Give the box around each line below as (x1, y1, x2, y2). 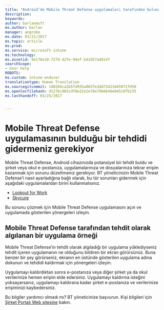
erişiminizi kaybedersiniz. (5, 285, 56, 291)
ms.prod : (5, 43, 23, 48)
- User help (5, 66, 29, 71)
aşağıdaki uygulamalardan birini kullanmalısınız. (5, 180, 101, 186)
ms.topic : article (5, 39, 42, 44)
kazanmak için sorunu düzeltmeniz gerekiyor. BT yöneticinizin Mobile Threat (5, 170, 159, 176)
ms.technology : (5, 52, 36, 58)
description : (5, 12, 32, 17)
